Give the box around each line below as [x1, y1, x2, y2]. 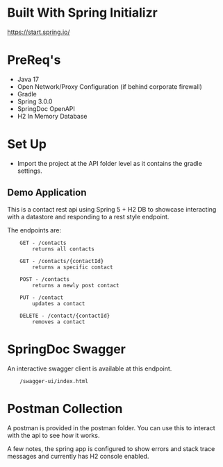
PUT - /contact [19, 294, 64, 301]
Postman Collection [7, 400, 123, 416]
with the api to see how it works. [7, 431, 100, 439]
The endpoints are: [7, 226, 61, 234]
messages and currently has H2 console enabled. [7, 452, 149, 460]
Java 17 [17, 75, 40, 83]
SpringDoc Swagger [7, 341, 126, 357]
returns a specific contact [32, 264, 113, 271]
